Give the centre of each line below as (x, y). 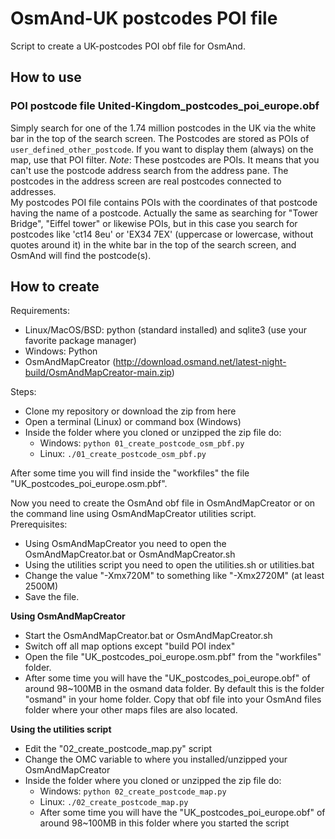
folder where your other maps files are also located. (131, 710)
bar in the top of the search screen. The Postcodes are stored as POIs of (160, 138)
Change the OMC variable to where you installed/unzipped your (156, 759)
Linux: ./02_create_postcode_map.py (114, 802)
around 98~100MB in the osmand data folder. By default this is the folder (174, 689)
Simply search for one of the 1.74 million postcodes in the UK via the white (163, 128)
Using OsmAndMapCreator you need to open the (125, 544)
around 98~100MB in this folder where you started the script (164, 823)
